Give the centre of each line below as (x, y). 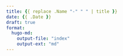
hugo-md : (22, 33)
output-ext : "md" (38, 44)
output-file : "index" (43, 38)
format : (16, 28)
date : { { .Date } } (29, 17)
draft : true (21, 22)
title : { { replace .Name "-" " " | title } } (62, 11)
